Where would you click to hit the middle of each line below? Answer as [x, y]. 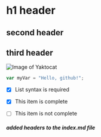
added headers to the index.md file [51, 128]
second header [35, 33]
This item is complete [41, 102]
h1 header [31, 10]
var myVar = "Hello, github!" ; [45, 78]
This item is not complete [46, 114]
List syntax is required [42, 90]
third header [30, 52]
